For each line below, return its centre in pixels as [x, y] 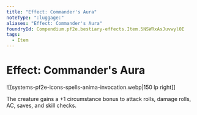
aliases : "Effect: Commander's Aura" [54, 23]
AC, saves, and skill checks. [41, 105]
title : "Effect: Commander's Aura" [52, 12]
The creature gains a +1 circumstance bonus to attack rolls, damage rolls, [99, 99]
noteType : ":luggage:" [35, 18]
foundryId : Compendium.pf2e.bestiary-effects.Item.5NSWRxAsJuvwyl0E [95, 29]
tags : [13, 35]
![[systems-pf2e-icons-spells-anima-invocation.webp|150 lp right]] [91, 87]
